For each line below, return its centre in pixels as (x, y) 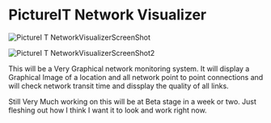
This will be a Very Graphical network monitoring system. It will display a (129, 68)
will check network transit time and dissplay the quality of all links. (119, 86)
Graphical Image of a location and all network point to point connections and (136, 77)
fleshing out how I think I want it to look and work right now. (108, 110)
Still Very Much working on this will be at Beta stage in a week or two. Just (133, 101)
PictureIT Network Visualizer (108, 15)
